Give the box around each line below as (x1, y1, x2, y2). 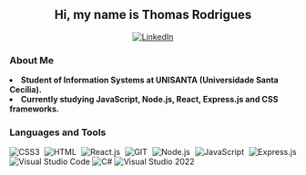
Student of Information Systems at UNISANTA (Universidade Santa (21, 74, 280, 85)
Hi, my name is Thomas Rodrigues (54, 7, 252, 23)
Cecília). (9, 84, 43, 95)
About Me (9, 53, 55, 66)
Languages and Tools (9, 126, 107, 139)
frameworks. (9, 103, 59, 114)
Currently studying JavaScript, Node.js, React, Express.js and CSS (21, 94, 279, 105)
